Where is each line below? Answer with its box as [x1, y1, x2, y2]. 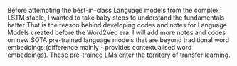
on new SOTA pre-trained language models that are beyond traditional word [7, 36, 230, 44]
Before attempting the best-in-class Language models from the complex [7, 6, 219, 14]
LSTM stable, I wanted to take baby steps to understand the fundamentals [7, 13, 225, 22]
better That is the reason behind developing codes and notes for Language [7, 21, 228, 29]
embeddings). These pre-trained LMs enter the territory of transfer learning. [7, 51, 231, 59]
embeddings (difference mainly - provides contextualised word [7, 44, 192, 51]
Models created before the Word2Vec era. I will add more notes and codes [7, 28, 226, 37]
